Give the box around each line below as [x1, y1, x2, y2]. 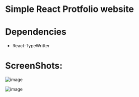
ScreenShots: [5, 60, 63, 72]
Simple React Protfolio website [5, 3, 134, 15]
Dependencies [5, 26, 67, 38]
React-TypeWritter [12, 43, 50, 49]
